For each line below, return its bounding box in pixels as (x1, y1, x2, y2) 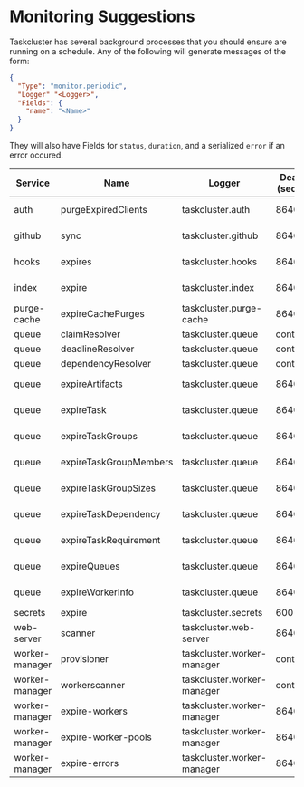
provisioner (60, 653, 109, 666)
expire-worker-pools (60, 731, 152, 744)
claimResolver (60, 328, 120, 341)
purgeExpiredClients (60, 204, 147, 216)
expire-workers (60, 705, 128, 717)
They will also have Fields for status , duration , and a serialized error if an (9, 140, 285, 151)
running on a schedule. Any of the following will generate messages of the (9, 45, 287, 56)
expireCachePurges (60, 308, 145, 321)
